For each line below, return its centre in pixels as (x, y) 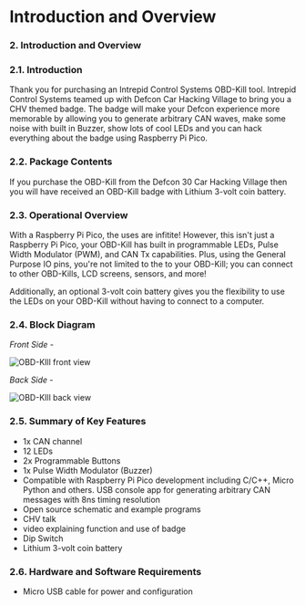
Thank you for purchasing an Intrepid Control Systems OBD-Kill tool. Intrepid (153, 89)
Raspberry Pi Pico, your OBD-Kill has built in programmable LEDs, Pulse (144, 245)
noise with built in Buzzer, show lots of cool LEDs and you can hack (136, 129)
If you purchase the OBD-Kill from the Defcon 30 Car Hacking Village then (148, 182)
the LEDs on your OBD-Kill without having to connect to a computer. (137, 301)
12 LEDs (37, 451)
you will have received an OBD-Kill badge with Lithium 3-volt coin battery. (148, 191)
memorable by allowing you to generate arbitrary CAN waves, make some (148, 119)
